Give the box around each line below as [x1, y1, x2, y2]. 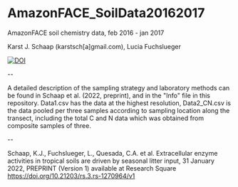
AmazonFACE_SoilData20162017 [7, 5, 205, 21]
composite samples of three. [7, 121, 91, 129]
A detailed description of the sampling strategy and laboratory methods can [7, 83, 230, 92]
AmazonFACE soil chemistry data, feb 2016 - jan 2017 [7, 28, 165, 37]
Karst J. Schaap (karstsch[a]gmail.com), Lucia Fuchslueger [7, 42, 182, 50]
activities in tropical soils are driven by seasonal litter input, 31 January [7, 156, 215, 165]
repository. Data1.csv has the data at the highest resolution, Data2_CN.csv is [7, 98, 232, 107]
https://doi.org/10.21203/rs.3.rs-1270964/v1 [7, 171, 135, 180]
